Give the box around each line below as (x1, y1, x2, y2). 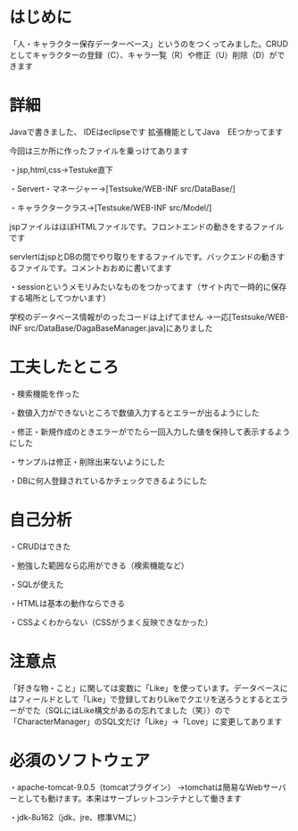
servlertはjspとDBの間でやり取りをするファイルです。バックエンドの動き (9, 251, 277, 262)
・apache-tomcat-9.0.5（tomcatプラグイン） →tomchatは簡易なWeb (9, 781, 263, 793)
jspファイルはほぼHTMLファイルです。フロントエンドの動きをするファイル (9, 221, 284, 232)
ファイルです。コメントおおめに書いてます (16, 262, 172, 273)
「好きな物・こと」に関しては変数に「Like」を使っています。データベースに (9, 682, 288, 693)
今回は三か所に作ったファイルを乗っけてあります (9, 145, 189, 156)
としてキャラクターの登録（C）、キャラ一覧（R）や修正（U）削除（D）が (9, 49, 277, 60)
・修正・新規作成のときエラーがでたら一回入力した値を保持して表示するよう (9, 426, 291, 437)
